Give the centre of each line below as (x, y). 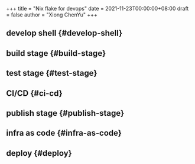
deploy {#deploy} (39, 153)
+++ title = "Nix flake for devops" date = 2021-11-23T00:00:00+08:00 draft (97, 9)
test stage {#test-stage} (52, 73)
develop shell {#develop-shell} (64, 33)
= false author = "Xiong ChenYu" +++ (52, 15)
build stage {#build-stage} (56, 53)
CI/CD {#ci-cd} (35, 93)
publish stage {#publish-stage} (65, 113)
